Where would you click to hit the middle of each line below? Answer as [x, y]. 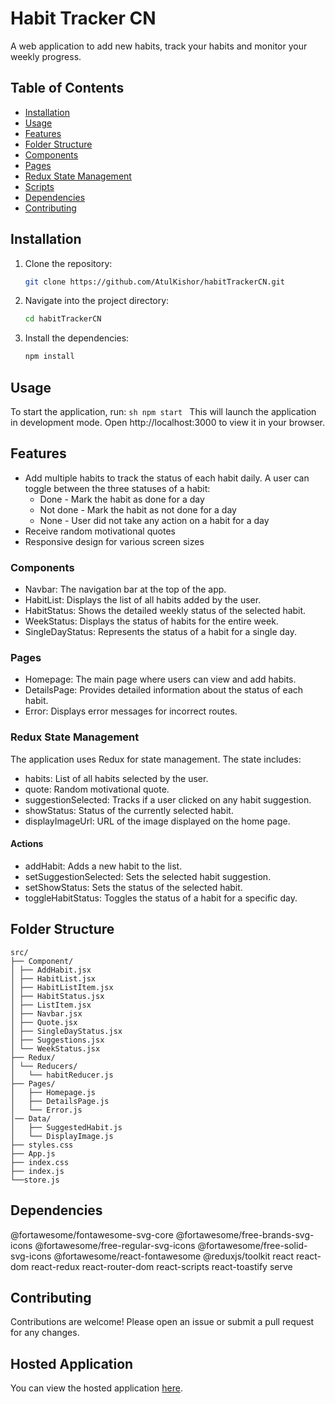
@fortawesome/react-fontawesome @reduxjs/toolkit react [174, 1256]
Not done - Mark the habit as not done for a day [138, 509]
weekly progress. [46, 56]
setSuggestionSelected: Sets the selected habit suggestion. [148, 876]
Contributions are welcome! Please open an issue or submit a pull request [162, 1322]
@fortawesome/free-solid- [252, 1245]
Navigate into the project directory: [97, 301]
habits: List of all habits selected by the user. [116, 778]
